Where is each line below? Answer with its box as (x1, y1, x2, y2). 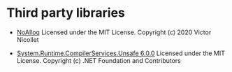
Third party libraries (6, 5, 125, 21)
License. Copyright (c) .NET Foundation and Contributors (16, 56, 181, 64)
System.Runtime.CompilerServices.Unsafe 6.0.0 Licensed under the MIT (16, 49, 225, 57)
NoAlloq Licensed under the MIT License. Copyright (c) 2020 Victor (16, 28, 212, 36)
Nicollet (16, 35, 39, 43)
